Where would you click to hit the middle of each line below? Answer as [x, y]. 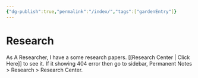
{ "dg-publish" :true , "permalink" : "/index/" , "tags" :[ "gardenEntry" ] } [92, 12]
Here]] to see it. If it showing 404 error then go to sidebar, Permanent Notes [99, 63]
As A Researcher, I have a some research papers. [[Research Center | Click [98, 57]
